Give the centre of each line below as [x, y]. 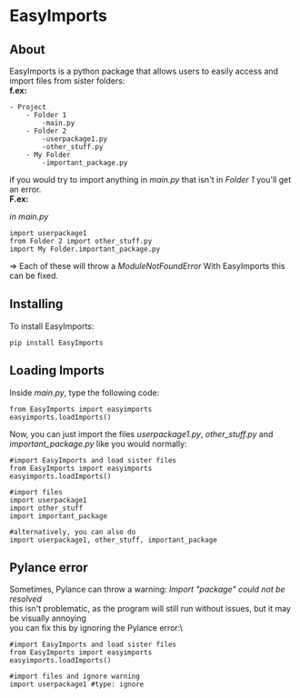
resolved [26, 599]
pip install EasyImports [56, 343]
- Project [28, 107]
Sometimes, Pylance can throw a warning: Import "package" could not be [147, 589]
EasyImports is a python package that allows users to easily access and [144, 71]
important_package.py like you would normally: [99, 444]
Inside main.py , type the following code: [85, 393]
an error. [25, 189]
